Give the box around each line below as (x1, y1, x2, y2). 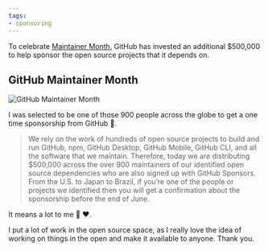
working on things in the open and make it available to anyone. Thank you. (8, 234, 255, 244)
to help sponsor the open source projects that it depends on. (8, 50, 210, 60)
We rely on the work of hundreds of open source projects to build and (27, 134, 260, 144)
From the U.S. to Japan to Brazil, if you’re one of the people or (27, 177, 234, 187)
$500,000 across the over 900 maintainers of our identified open (27, 160, 244, 170)
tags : (8, 11, 27, 20)
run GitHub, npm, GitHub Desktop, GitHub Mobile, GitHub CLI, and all (27, 142, 258, 153)
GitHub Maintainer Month (8, 73, 138, 87)
